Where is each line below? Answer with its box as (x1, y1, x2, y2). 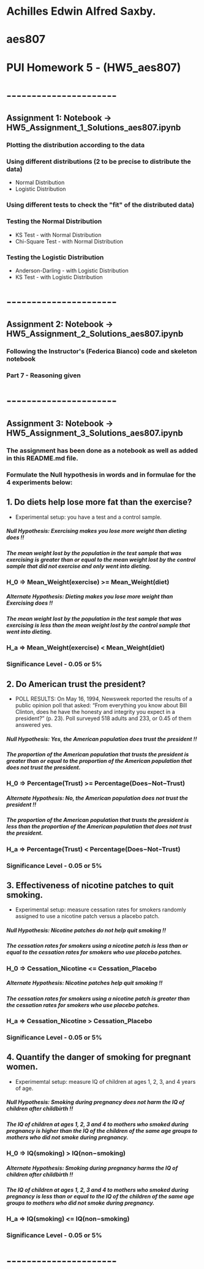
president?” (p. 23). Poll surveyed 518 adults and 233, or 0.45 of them (15, 715, 192, 722)
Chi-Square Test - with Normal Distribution (15, 237, 124, 245)
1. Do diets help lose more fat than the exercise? (6, 497, 192, 507)
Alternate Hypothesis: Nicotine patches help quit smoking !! (6, 980, 163, 987)
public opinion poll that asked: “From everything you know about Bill (15, 701, 187, 709)
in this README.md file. (6, 454, 78, 462)
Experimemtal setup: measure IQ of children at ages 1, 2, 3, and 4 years (15, 1078, 196, 1085)
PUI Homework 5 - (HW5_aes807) (6, 60, 181, 74)
